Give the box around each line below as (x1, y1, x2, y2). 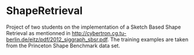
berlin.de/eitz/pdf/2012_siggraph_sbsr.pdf (6, 36, 108, 43)
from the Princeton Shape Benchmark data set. (6, 42, 120, 49)
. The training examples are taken (107, 36, 189, 43)
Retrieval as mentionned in (6, 29, 71, 36)
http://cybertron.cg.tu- (71, 29, 127, 36)
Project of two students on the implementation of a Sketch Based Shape (6, 23, 181, 30)
